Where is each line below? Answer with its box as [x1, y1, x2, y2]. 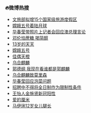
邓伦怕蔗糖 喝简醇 [12, 35, 48, 41]
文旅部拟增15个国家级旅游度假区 [12, 16, 77, 23]
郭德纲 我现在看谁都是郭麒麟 [12, 66, 70, 72]
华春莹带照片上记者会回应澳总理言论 [12, 29, 86, 35]
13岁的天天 [12, 41, 34, 47]
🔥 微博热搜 [5, 4, 30, 11]
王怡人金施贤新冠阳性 [12, 90, 56, 97]
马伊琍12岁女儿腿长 [12, 103, 52, 109]
